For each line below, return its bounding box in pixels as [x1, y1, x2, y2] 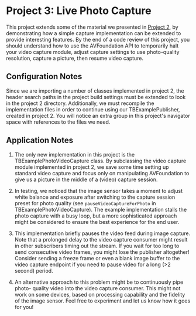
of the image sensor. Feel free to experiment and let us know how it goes [14, 297, 191, 304]
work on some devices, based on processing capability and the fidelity [14, 291, 185, 298]
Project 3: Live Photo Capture [6, 4, 152, 18]
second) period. [14, 267, 54, 274]
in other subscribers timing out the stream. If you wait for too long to [14, 242, 180, 249]
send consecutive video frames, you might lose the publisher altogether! [14, 248, 190, 256]
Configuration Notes [6, 72, 82, 81]
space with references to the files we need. [6, 118, 111, 125]
